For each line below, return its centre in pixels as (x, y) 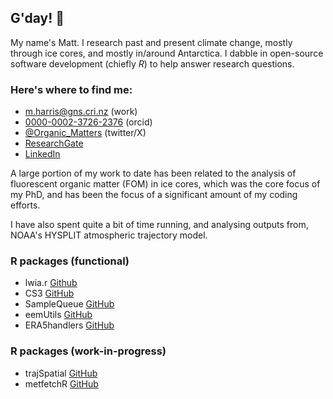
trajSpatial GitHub (61, 373)
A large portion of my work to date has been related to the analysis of (153, 173)
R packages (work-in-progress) (88, 351)
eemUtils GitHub (58, 315)
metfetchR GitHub (61, 383)
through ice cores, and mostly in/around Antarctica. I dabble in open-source (167, 53)
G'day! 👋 (37, 18)
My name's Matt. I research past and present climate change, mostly (151, 42)
